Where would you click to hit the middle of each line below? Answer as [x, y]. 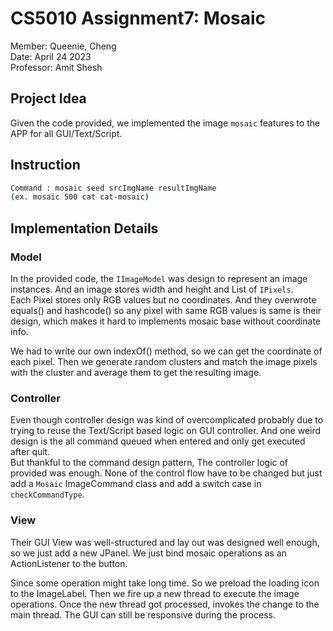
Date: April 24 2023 [51, 56]
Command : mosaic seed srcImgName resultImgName [113, 188]
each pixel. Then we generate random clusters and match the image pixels [164, 361]
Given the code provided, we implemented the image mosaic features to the [165, 123]
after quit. [30, 452]
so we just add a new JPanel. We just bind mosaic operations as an [148, 553]
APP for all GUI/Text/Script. [66, 133]
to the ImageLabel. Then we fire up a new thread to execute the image [155, 593]
